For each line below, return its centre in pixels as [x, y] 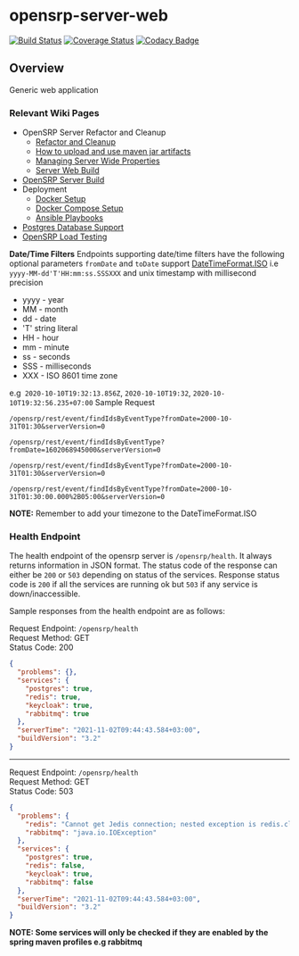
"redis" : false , [56, 866]
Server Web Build [67, 170]
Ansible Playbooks [69, 218]
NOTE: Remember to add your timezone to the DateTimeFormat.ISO [133, 513]
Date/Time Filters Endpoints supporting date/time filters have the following [147, 254]
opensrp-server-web [89, 16]
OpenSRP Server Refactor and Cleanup [94, 133]
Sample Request [125, 403]
